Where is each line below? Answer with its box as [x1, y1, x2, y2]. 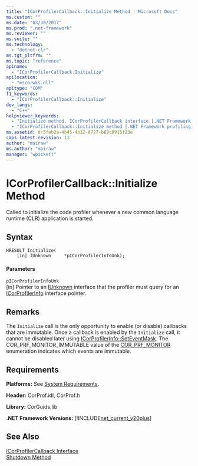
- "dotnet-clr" [11, 47, 49, 53]
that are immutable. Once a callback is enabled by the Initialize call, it [6, 329, 180, 336]
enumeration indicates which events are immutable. [6, 347, 131, 355]
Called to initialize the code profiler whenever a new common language [6, 209, 179, 216]
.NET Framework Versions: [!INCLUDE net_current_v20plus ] [6, 414, 152, 422]
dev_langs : [6, 101, 33, 108]
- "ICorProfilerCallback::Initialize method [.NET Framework [11, 124, 165, 130]
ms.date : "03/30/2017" [6, 19, 62, 25]
